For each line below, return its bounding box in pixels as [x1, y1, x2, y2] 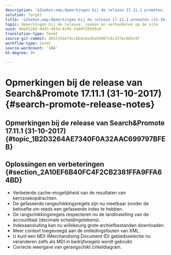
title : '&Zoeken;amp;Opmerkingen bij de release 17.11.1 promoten [5, 17, 149, 22]
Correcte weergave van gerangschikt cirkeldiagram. [12, 244, 122, 250]
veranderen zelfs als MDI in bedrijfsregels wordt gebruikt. [12, 238, 133, 244]
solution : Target [5, 12, 42, 17]
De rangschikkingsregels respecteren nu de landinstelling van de [12, 211, 149, 217]
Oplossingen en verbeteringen [5, 160, 104, 169]
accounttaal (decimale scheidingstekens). [12, 217, 100, 223]
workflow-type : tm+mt [5, 41, 51, 46]
